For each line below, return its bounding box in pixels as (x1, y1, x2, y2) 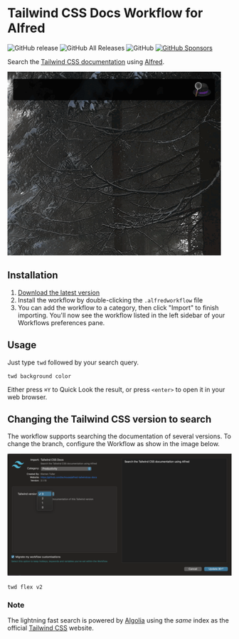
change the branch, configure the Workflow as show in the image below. (7, 440, 221, 448)
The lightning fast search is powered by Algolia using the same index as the (7, 616, 229, 625)
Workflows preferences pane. (17, 318, 105, 327)
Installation (7, 269, 58, 282)
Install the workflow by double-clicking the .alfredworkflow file (17, 295, 203, 304)
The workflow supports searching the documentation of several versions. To (7, 432, 231, 440)
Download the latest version (17, 288, 100, 297)
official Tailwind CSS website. (7, 624, 94, 633)
